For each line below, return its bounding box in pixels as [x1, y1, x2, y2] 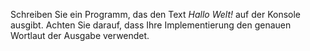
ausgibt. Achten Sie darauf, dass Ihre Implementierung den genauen [10, 19, 292, 31]
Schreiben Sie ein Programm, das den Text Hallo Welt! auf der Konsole [10, 9, 302, 20]
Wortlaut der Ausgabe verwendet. [10, 30, 150, 41]
